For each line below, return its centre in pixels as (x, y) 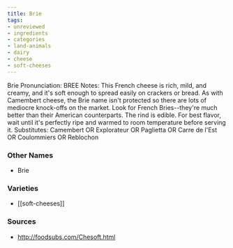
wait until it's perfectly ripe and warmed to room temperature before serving (117, 122)
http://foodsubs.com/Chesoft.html (66, 237)
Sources (22, 222)
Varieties (23, 188)
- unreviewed (26, 26)
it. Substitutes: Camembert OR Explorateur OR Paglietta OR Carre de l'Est (112, 130)
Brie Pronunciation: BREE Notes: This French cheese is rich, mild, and (107, 85)
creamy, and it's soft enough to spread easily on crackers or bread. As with (115, 93)
